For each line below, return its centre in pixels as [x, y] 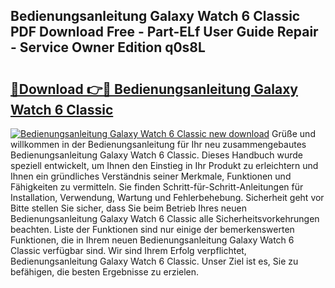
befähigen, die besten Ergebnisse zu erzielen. [105, 272]
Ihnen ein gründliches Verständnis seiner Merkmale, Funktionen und [151, 176]
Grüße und [293, 133]
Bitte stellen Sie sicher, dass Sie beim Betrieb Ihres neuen [128, 208]
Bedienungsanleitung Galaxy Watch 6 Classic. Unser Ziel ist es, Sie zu [154, 261]
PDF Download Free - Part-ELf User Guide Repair [164, 32]
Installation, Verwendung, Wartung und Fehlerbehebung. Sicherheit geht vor [167, 197]
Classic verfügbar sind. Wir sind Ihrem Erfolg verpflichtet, [128, 250]
